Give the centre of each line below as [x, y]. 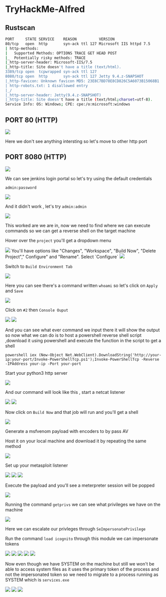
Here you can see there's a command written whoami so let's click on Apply [82, 285]
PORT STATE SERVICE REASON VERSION [60, 39]
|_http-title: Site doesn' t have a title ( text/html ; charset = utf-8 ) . [79, 100]
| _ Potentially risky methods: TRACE [45, 58]
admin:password [21, 188]
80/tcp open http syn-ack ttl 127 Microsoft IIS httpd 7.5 [78, 44]
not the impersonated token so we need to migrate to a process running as [82, 574]
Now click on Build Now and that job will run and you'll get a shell [72, 412]
